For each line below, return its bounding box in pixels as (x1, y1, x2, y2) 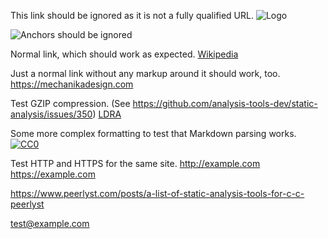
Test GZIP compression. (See (10, 98, 131, 109)
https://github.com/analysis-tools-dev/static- (132, 98, 318, 109)
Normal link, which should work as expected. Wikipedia (10, 48, 239, 60)
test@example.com (10, 218, 90, 229)
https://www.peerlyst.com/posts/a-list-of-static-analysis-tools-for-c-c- (10, 188, 305, 199)
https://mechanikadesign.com (10, 78, 134, 90)
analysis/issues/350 (10, 108, 93, 120)
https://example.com (10, 168, 96, 180)
